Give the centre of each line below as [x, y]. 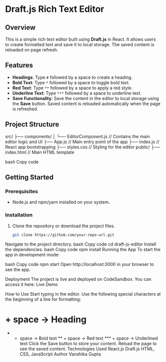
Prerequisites [21, 191]
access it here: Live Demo [32, 284]
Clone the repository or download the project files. [63, 226]
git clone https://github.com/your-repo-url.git [63, 235]
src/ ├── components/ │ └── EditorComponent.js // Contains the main [78, 136]
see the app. [18, 270]
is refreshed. [25, 109]
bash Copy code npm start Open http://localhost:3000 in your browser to [80, 264]
